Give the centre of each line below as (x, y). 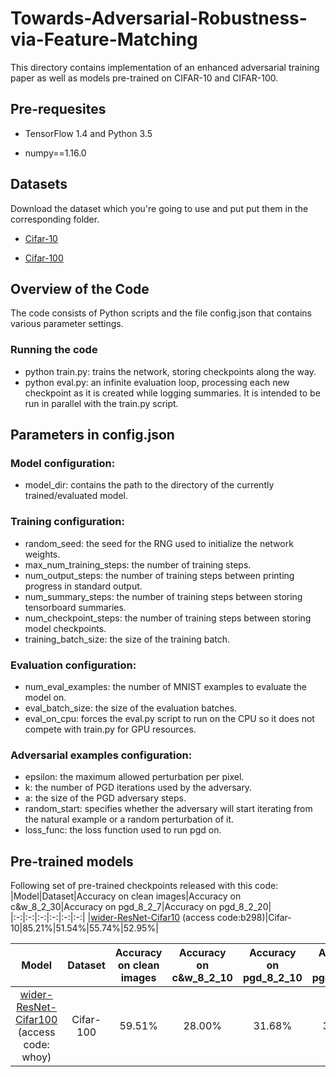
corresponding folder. (55, 219)
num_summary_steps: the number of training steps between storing (163, 596)
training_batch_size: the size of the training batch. (127, 639)
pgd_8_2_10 (272, 978)
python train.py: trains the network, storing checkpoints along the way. (170, 371)
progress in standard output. (83, 586)
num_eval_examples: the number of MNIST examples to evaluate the (165, 686)
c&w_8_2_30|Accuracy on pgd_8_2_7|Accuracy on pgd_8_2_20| (141, 907)
